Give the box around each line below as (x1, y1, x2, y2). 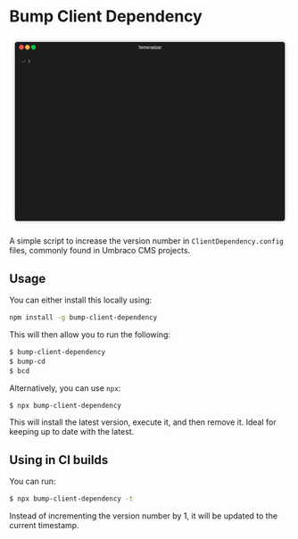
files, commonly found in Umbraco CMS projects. (9, 245, 191, 256)
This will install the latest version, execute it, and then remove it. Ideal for (9, 417, 277, 427)
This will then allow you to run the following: (9, 328, 171, 340)
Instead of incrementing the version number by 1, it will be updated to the (9, 510, 278, 521)
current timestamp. (9, 520, 79, 531)
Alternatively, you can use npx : (9, 382, 121, 394)
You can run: (9, 476, 56, 487)
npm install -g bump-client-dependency (9, 313, 158, 322)
